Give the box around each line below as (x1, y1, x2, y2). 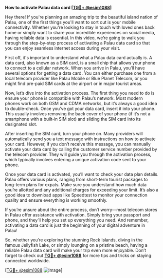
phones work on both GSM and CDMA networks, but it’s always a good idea (5, 101, 157, 106)
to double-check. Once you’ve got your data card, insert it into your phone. (5, 106, 156, 111)
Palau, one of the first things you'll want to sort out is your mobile (5, 20, 136, 25)
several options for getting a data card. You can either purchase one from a (5, 70, 156, 76)
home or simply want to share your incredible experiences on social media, (5, 30, 156, 35)
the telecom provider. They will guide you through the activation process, (5, 151, 152, 157)
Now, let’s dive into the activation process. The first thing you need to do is (5, 90, 155, 96)
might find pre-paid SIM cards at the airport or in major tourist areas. (5, 81, 143, 86)
